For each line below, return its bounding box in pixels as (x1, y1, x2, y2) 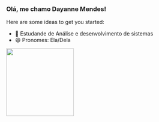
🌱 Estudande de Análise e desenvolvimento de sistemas (14, 30, 154, 37)
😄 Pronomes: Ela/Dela (14, 37, 71, 44)
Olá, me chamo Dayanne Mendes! (6, 5, 107, 13)
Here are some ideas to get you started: (6, 19, 105, 26)
